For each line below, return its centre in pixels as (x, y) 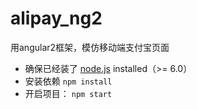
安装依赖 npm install (68, 81)
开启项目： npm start (68, 93)
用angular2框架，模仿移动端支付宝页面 (90, 47)
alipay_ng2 (56, 18)
